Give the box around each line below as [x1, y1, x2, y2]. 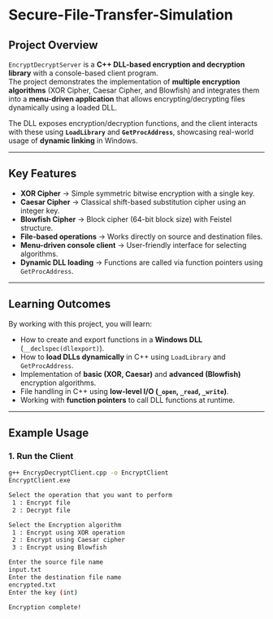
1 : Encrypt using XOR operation [11, 528, 126, 537]
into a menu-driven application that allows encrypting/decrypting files [8, 94, 245, 103]
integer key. [19, 206, 60, 215]
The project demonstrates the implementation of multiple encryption [8, 77, 240, 86]
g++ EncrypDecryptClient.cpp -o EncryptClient [8, 469, 169, 477]
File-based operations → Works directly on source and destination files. [19, 232, 263, 241]
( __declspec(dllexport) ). [19, 343, 105, 353]
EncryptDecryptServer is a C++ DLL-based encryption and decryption [8, 59, 245, 69]
